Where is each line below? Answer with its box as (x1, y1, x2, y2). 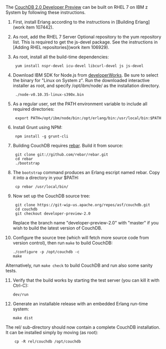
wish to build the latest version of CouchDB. (12, 225, 103, 231)
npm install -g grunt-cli (15, 134, 69, 139)
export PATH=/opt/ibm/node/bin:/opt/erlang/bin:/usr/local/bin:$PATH (15, 116, 162, 121)
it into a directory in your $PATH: (12, 175, 80, 180)
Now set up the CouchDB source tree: (12, 193, 90, 199)
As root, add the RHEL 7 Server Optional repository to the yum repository (12, 34, 162, 40)
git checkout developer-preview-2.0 (15, 211, 91, 216)
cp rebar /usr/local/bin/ (15, 184, 69, 189)
